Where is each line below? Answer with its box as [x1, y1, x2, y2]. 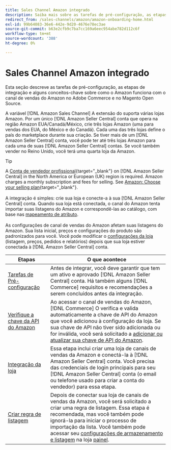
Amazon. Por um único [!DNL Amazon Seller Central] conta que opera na [5, 115, 158, 121]
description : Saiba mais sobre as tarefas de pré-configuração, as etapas [5, 12, 167, 17]
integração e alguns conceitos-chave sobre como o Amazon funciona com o [5, 89, 166, 95]
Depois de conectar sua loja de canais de [50, 391, 149, 398]
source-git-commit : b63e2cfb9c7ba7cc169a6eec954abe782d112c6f [5, 27, 140, 32]
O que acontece [87, 256, 127, 263]
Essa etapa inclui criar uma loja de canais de [50, 345, 156, 352]
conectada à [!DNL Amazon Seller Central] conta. [5, 243, 109, 250]
